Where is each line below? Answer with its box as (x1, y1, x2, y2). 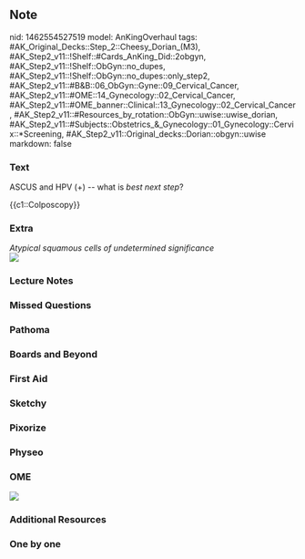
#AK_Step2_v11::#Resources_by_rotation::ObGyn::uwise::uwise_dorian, (13, 109, 279, 119)
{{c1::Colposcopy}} (9, 200, 80, 211)
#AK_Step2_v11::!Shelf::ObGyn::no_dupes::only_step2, (9, 70, 211, 81)
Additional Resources (9, 513, 107, 525)
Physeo (9, 446, 44, 459)
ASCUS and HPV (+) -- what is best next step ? (9, 181, 184, 192)
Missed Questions (9, 299, 92, 312)
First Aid (9, 373, 48, 386)
